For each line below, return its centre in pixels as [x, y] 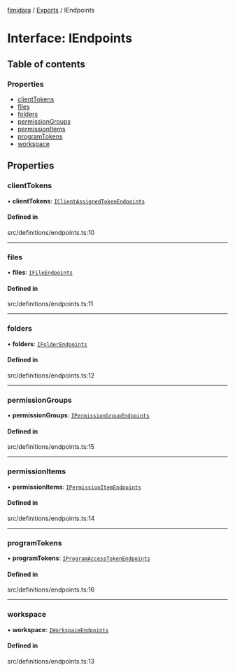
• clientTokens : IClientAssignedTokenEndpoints [76, 201]
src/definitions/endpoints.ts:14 [51, 518]
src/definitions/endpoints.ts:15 [51, 447]
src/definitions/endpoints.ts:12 [51, 375]
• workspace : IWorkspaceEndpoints [58, 629]
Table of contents [46, 64]
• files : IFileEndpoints [40, 273]
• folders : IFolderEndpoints [47, 344]
